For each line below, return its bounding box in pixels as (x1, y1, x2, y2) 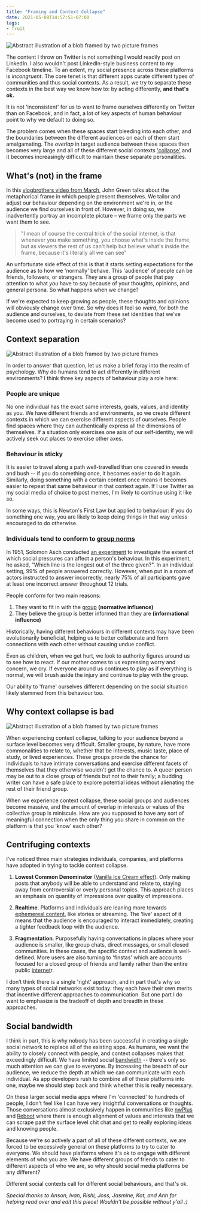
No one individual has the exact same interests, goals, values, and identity (6, 403, 189, 411)
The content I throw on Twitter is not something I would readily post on (6, 53, 181, 61)
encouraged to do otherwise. (6, 520, 78, 527)
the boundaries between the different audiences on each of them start (6, 134, 179, 141)
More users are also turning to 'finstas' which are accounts (36, 954, 182, 961)
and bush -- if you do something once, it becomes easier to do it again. (6, 470, 182, 477)
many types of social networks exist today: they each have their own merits (6, 984, 193, 992)
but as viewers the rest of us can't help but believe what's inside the (20, 243, 190, 250)
